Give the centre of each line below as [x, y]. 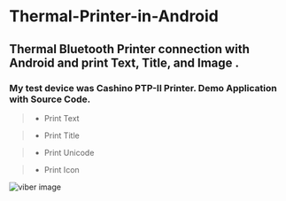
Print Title [62, 135]
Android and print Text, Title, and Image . [124, 62]
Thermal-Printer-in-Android [114, 16]
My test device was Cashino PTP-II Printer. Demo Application [143, 88]
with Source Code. [50, 99]
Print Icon [62, 169]
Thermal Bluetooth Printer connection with [129, 49]
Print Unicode [69, 152]
